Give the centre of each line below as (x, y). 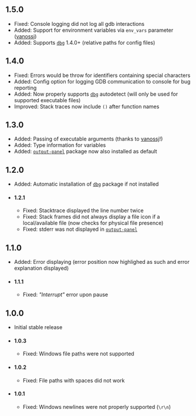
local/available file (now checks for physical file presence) (93, 223)
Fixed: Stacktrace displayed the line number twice (83, 210)
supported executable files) (47, 100)
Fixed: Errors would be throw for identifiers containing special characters (102, 75)
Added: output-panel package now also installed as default (85, 152)
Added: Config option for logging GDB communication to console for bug (102, 81)
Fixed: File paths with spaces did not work (74, 380)
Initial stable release (38, 327)
